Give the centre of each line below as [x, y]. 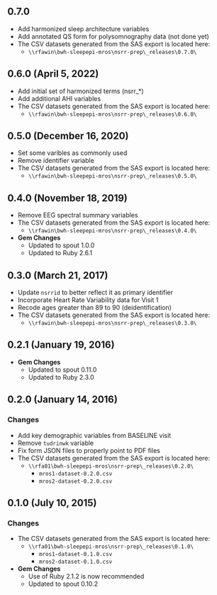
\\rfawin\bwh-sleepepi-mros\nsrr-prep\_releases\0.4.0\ [112, 231]
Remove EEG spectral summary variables [78, 215]
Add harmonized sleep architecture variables [83, 28]
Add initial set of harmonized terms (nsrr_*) [80, 91]
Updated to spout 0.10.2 [63, 584]
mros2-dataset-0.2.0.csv [76, 481]
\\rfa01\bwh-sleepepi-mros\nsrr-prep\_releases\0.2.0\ [111, 466]
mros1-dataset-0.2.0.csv [76, 473]
